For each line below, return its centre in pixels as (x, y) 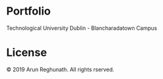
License (27, 53)
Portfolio (29, 11)
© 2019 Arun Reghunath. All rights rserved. (60, 69)
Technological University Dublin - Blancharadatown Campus (82, 28)
